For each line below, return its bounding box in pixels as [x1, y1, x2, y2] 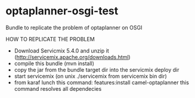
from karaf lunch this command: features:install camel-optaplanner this [14, 79, 189, 86]
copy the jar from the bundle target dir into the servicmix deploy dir [14, 66, 179, 73]
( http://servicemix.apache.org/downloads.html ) [14, 53, 131, 60]
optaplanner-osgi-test [5, 4, 119, 18]
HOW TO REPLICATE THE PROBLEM [5, 35, 95, 42]
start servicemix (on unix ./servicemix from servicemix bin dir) [14, 72, 168, 79]
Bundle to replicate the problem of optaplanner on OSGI [5, 24, 143, 31]
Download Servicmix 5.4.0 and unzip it [14, 47, 109, 54]
